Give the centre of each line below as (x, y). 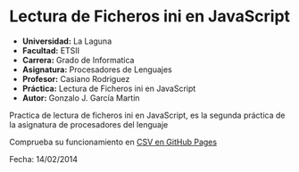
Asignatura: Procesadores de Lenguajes (97, 70)
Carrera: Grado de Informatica (78, 60)
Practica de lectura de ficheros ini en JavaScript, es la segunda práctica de (147, 115)
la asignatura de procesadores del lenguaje (89, 124)
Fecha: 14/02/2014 (44, 159)
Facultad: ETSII (51, 50)
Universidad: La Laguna (67, 41)
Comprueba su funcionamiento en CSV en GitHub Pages (113, 142)
